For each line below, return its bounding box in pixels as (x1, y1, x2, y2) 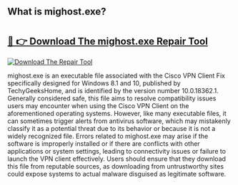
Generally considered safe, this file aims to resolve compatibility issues (7, 94, 217, 102)
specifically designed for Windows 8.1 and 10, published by (7, 79, 181, 88)
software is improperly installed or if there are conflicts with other (7, 139, 200, 148)
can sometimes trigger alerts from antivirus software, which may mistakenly (7, 117, 231, 125)
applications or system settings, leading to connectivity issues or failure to (7, 147, 227, 155)
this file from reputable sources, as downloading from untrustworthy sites (7, 162, 224, 170)
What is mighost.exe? (7, 6, 106, 18)
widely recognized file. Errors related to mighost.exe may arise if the (7, 132, 209, 140)
